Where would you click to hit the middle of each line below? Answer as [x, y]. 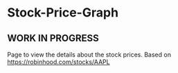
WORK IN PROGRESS [53, 38]
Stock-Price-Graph [63, 13]
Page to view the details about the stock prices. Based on [89, 54]
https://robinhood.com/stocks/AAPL [59, 62]
